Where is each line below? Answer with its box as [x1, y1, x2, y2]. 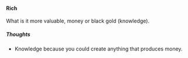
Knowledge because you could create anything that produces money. [14, 45, 183, 52]
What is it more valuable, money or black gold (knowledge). [6, 17, 150, 24]
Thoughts [6, 31, 30, 38]
